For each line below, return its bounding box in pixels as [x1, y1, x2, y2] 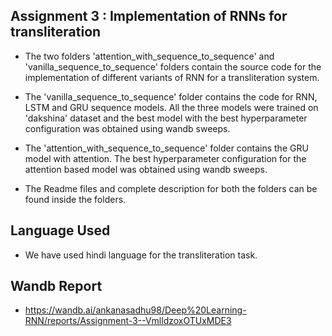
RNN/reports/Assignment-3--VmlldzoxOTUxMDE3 [24, 315, 232, 327]
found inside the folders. [24, 193, 127, 205]
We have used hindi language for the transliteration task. [24, 249, 258, 261]
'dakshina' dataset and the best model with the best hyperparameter [24, 112, 308, 124]
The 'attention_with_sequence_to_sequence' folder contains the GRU [24, 142, 309, 154]
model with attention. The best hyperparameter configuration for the [24, 152, 307, 164]
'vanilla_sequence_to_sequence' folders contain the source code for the [24, 60, 322, 73]
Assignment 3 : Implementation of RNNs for [10, 8, 288, 25]
